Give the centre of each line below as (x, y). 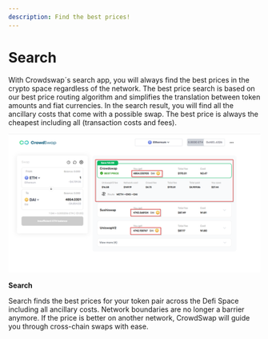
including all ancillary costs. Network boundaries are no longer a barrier (126, 309)
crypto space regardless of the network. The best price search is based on (132, 88)
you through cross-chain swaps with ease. (78, 327)
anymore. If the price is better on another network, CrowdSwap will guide (129, 318)
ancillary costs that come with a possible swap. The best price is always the (133, 114)
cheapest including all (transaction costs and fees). (93, 122)
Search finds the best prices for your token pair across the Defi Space (124, 301)
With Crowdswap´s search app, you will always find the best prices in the (129, 79)
